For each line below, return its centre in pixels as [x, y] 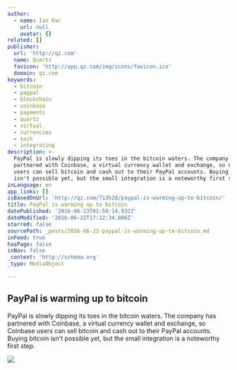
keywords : [22, 80]
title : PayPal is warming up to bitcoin [68, 205]
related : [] [25, 40]
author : [19, 14]
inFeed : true [26, 238]
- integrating [34, 146]
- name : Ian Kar [37, 21]
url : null [35, 27]
